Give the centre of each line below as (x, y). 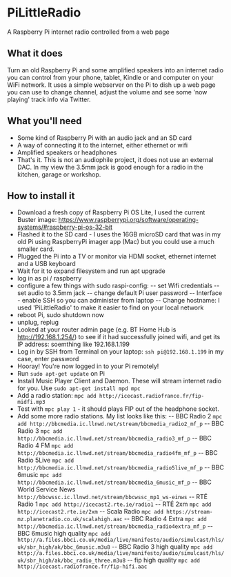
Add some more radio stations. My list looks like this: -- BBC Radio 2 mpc (120, 416)
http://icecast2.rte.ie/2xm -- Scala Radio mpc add (90, 512)
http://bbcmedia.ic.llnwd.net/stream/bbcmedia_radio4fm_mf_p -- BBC (118, 453)
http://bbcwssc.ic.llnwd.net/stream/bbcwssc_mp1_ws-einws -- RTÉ (112, 497)
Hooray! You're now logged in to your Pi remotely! (88, 366)
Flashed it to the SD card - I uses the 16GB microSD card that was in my (119, 234)
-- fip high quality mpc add (163, 560)
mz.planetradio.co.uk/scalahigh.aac (70, 519)
